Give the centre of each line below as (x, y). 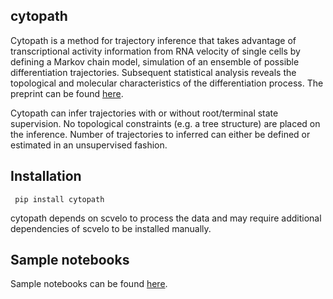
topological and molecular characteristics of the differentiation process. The (167, 83)
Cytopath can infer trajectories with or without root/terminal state (144, 113)
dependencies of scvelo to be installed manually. (111, 228)
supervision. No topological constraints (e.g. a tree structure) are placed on (165, 123)
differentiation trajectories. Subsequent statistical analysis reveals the (153, 72)
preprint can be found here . (67, 93)
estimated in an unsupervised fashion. (89, 145)
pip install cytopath (59, 199)
